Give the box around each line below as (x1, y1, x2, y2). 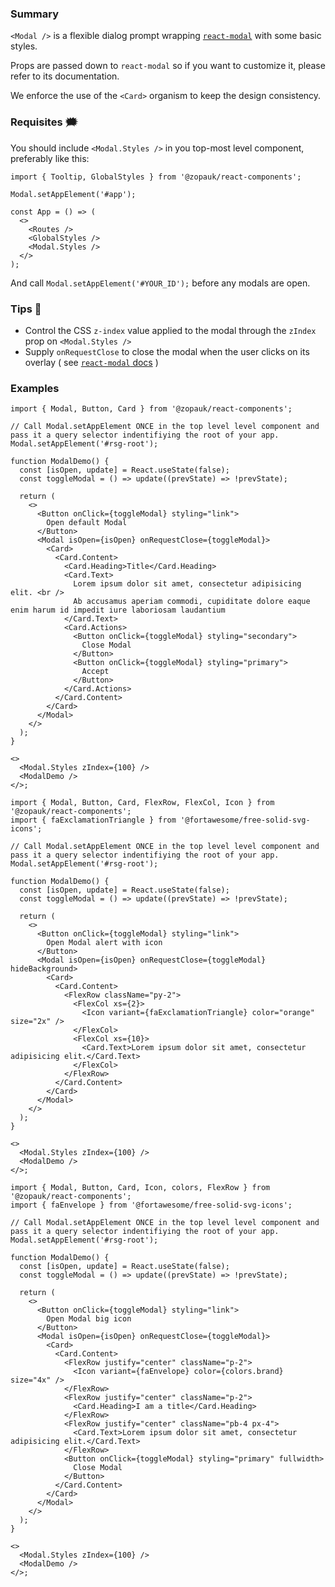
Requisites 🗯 (10, 115, 78, 129)
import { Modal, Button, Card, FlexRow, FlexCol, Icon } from (10, 798, 275, 808)
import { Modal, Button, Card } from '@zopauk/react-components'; (10, 404, 293, 414)
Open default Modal (46, 518, 128, 528)
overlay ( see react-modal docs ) (24, 356, 159, 368)
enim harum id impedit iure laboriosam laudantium (10, 605, 226, 616)
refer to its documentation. (10, 70, 120, 82)
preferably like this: (10, 152, 90, 164)
